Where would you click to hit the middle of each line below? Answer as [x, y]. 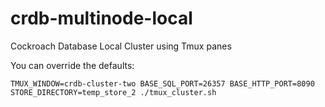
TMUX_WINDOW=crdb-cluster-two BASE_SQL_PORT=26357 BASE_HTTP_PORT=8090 [162, 83]
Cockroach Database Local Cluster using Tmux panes [121, 46]
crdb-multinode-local [101, 18]
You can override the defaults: [72, 65]
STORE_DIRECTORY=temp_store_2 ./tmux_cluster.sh [113, 92]
